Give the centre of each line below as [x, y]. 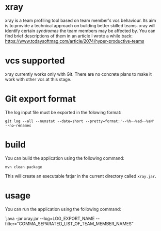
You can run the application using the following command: [63, 209]
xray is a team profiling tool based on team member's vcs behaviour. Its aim [80, 20]
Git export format [40, 99]
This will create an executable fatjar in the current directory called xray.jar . [80, 176]
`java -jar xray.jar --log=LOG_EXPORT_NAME [50, 218]
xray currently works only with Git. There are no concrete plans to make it [78, 74]
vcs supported [35, 61]
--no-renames [18, 125]
